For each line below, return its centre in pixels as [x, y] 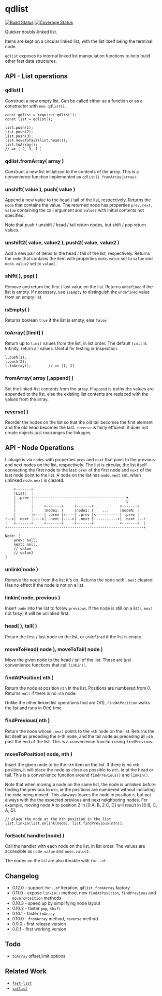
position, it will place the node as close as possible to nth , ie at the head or [79, 769]
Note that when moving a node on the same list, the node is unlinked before [81, 784]
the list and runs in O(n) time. [34, 708]
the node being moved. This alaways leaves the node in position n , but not [78, 795]
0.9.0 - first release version [39, 924]
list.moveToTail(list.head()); [37, 140]
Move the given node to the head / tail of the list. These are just [68, 660]
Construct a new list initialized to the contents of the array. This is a [72, 172]
